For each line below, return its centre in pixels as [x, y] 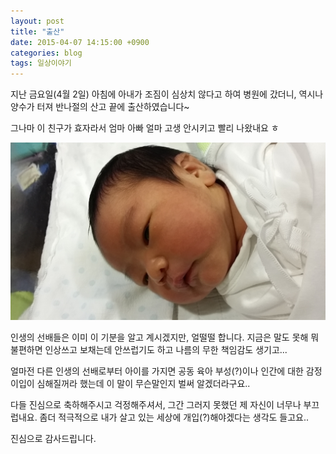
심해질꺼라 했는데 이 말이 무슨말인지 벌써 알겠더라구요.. [143, 383]
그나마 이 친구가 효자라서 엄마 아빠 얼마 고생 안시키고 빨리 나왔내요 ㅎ [145, 128]
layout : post [37, 21]
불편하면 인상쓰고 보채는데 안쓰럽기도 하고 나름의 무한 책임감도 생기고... [149, 349]
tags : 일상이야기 [41, 63]
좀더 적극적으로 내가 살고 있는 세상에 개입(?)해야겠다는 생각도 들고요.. [174, 417]
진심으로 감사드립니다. [53, 438]
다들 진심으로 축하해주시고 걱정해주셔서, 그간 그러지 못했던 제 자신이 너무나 [156, 404]
